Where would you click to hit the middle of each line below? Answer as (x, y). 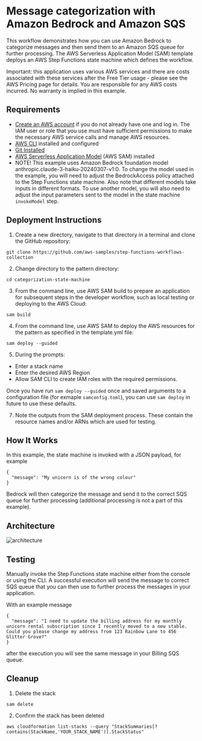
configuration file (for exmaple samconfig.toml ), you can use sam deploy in (98, 397)
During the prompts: (40, 355)
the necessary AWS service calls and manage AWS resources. (93, 137)
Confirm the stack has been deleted (59, 715)
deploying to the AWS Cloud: (51, 303)
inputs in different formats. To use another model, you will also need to (103, 188)
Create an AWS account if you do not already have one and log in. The (102, 124)
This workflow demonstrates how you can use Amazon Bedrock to (89, 40)
